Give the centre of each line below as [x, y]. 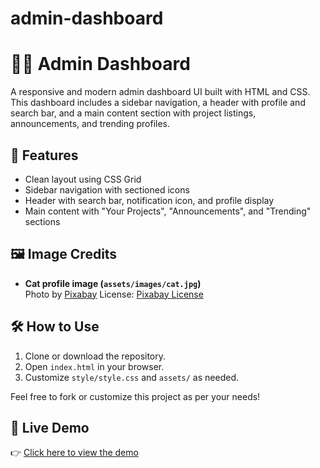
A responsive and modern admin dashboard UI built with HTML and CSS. [160, 92]
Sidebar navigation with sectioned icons [107, 189]
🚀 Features [44, 155]
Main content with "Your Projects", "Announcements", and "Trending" [168, 211]
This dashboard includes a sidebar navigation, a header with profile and [158, 103]
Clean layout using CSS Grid [83, 179]
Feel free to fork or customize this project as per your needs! [135, 396]
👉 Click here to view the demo [74, 453]
